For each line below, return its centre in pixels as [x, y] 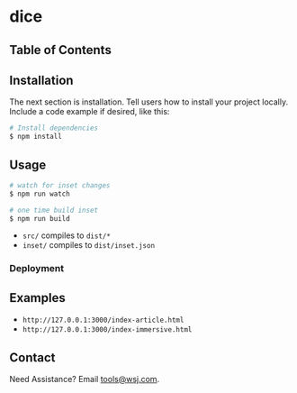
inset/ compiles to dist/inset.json [89, 245]
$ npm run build [40, 218]
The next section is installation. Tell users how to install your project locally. [149, 102]
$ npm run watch [40, 194]
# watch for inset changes [60, 185]
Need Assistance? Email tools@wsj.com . [85, 379]
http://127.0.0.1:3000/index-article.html [103, 320]
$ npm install [36, 137]
